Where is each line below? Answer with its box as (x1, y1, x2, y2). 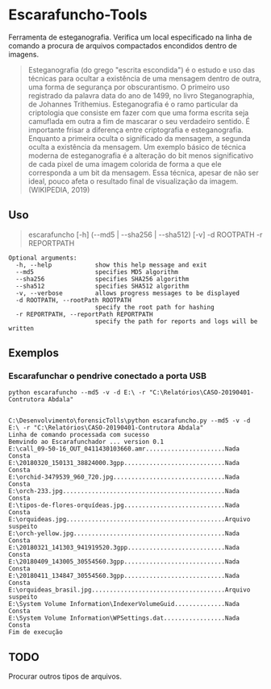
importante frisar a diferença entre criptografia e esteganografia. (27, 125, 244, 135)
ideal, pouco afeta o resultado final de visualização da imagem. (27, 176, 239, 186)
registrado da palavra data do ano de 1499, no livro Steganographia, (27, 90, 255, 100)
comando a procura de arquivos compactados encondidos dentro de (8, 40, 238, 50)
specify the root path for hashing (94, 303, 215, 311)
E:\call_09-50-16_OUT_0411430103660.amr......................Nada (8, 445, 240, 453)
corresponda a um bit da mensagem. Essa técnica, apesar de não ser (27, 168, 260, 177)
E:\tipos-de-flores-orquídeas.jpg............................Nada (8, 501, 240, 509)
